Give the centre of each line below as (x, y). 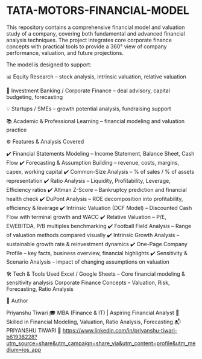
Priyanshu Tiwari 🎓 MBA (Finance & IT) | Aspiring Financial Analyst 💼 (93, 313)
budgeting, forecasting (35, 97)
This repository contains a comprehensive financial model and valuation (96, 27)
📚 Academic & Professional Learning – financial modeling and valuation (96, 121)
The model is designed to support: (49, 65)
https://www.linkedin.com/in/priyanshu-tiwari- (120, 330)
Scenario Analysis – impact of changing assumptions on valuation (88, 262)
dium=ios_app (24, 349)
